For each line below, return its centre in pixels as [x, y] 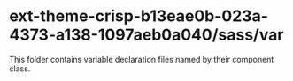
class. [20, 69]
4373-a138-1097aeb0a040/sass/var [146, 35]
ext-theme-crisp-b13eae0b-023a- [139, 16]
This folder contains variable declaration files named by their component [142, 59]
